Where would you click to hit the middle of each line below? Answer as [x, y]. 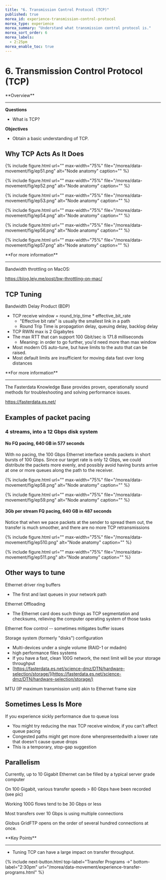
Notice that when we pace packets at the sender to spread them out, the [79, 522]
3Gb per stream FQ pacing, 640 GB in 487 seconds [59, 511]
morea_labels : [20, 38]
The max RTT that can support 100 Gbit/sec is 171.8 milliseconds [78, 337]
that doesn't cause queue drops [45, 741]
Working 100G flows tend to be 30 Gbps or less [53, 804]
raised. [19, 353]
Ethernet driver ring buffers [33, 584]
